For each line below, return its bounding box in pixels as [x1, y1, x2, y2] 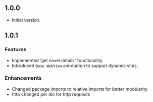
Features [4, 46, 27, 53]
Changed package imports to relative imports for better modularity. [11, 86, 149, 92]
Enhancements [4, 75, 42, 82]
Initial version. [11, 17, 41, 23]
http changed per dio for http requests [11, 91, 90, 97]
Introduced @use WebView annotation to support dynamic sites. [11, 63, 138, 68]
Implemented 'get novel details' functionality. [11, 57, 104, 63]
